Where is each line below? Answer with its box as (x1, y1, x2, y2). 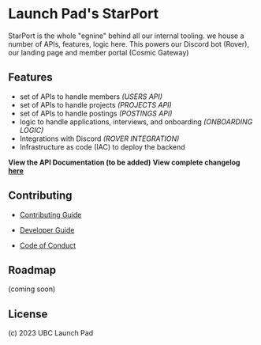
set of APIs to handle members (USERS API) (19, 92, 163, 101)
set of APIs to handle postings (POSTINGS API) (19, 108, 173, 118)
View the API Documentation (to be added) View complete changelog (8, 157, 240, 167)
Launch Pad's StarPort (8, 5, 159, 23)
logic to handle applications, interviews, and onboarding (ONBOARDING (19, 116, 253, 127)
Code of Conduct (19, 241, 76, 250)
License (8, 307, 48, 320)
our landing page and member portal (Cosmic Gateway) (8, 47, 189, 57)
